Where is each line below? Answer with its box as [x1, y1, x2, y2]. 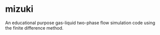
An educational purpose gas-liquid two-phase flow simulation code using [5, 20, 156, 26]
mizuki [5, 3, 34, 15]
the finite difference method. [5, 25, 64, 31]
